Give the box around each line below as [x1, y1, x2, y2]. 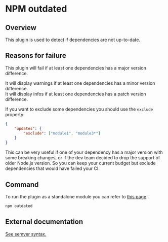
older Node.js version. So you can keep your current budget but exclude [5, 160, 156, 166]
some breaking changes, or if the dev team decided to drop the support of [5, 155, 160, 161]
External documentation [5, 218, 83, 226]
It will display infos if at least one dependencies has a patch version [5, 91, 146, 97]
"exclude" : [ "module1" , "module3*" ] [23, 130, 101, 136]
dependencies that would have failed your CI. [5, 165, 100, 171]
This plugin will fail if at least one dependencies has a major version [5, 64, 147, 71]
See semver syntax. [5, 231, 47, 237]
